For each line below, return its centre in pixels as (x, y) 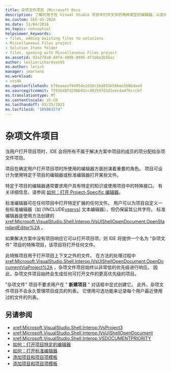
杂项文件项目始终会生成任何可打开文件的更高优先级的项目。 (76, 274)
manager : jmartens (25, 72)
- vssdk (13, 81)
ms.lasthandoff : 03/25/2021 (35, 105)
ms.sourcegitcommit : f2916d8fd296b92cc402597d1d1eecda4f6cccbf (74, 90)
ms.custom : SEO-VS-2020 (31, 19)
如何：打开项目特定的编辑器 (42, 344)
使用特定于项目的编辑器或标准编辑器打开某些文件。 (67, 175)
